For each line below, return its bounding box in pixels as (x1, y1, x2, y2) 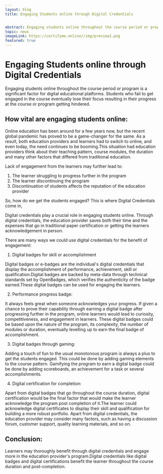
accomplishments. (5, 371, 42, 377)
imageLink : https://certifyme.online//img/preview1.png (5, 34, 120, 39)
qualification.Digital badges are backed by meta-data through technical (5, 271, 147, 277)
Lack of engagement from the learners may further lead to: (5, 163, 123, 169)
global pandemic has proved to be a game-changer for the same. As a (5, 133, 146, 139)
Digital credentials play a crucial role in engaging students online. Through (5, 212, 154, 218)
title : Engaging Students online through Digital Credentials (5, 12, 133, 17)
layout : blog (5, 7, 32, 12)
